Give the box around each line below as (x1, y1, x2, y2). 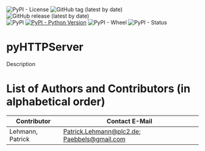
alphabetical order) (6, 95, 106, 109)
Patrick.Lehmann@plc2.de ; (63, 127, 141, 136)
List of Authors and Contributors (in (6, 82, 191, 96)
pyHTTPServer (6, 40, 84, 54)
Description (6, 60, 35, 67)
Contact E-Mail (106, 117, 153, 125)
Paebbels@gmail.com (63, 134, 126, 143)
